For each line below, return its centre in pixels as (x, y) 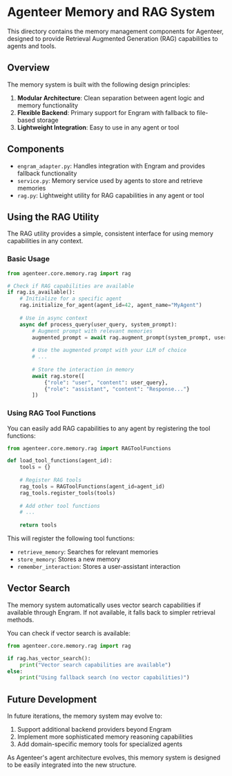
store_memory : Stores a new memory (69, 559)
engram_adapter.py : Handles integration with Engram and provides (111, 166)
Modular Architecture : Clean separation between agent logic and (111, 98)
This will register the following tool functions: (71, 538)
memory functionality (47, 105)
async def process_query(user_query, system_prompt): (98, 324)
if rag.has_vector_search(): (49, 658)
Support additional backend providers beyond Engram (94, 730)
